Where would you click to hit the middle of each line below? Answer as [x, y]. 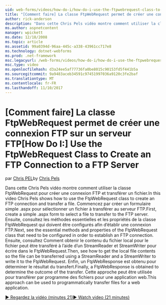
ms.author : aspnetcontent [32, 28]
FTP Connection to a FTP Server [72, 165]
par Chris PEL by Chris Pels [33, 178]
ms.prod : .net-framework [31, 56]
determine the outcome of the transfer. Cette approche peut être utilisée [79, 272]
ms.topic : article [24, 42]
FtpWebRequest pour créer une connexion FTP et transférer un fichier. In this [83, 193]
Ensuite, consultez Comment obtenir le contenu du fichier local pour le [77, 241]
